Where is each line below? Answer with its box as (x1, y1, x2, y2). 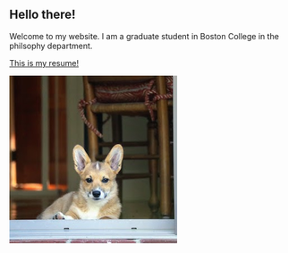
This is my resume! (9, 57, 79, 68)
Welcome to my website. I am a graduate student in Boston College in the (9, 30, 280, 41)
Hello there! (9, 7, 76, 22)
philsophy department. (9, 40, 93, 51)
